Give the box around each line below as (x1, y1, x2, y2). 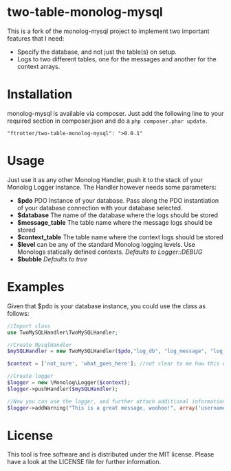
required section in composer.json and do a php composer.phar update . (7, 117, 208, 125)
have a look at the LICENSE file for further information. (7, 458, 162, 466)
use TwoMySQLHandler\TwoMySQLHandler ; (7, 329, 118, 336)
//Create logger (7, 373, 54, 380)
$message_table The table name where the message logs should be (16, 218, 212, 226)
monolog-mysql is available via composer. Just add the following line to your (7, 109, 224, 117)
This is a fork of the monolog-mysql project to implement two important (7, 27, 210, 35)
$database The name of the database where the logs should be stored (16, 211, 219, 219)
